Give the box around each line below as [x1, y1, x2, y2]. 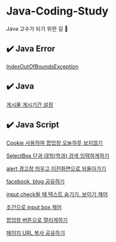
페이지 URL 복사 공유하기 [6, 229, 65, 237]
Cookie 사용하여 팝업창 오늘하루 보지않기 [6, 139, 103, 146]
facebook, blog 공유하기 [6, 178, 65, 185]
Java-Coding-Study [6, 4, 109, 18]
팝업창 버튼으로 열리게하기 [6, 217, 68, 224]
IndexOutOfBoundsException [6, 62, 79, 70]
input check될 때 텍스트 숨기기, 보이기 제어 [6, 191, 108, 198]
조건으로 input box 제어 [6, 204, 62, 211]
